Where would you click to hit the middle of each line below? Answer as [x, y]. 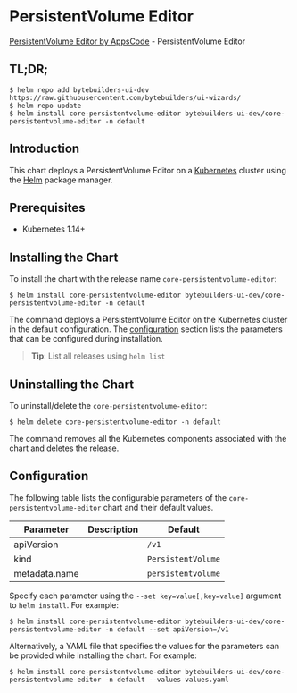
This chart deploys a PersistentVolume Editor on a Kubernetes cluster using [148, 170]
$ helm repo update [45, 106]
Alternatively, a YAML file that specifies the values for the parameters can [144, 646]
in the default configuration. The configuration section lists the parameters [146, 329]
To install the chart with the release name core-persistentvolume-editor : [143, 279]
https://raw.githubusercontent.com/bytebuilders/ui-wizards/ [125, 97]
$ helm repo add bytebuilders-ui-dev [79, 90]
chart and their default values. [158, 507]
